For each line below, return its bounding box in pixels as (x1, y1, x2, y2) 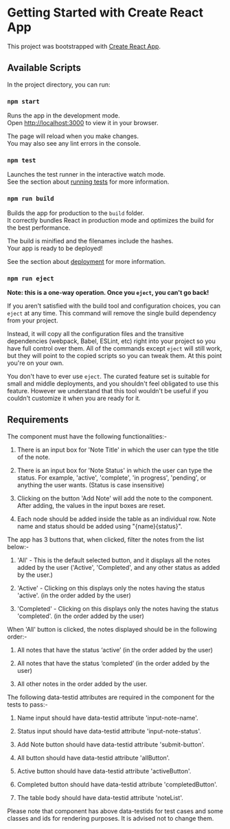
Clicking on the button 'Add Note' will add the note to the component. (16, 494, 214, 502)
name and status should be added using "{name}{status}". (16, 522, 183, 530)
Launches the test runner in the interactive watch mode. (7, 170, 166, 179)
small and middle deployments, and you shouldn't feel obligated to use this (7, 379, 219, 388)
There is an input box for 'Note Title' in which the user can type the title (16, 445, 219, 454)
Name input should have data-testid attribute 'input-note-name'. (16, 714, 199, 722)
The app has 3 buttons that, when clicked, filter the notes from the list (7, 535, 205, 544)
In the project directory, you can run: (7, 80, 111, 89)
